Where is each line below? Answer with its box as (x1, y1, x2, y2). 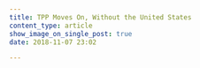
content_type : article (9, 21, 93, 30)
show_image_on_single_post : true (9, 29, 133, 38)
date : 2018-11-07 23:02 (9, 37, 97, 47)
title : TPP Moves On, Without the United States (9, 12, 192, 22)
